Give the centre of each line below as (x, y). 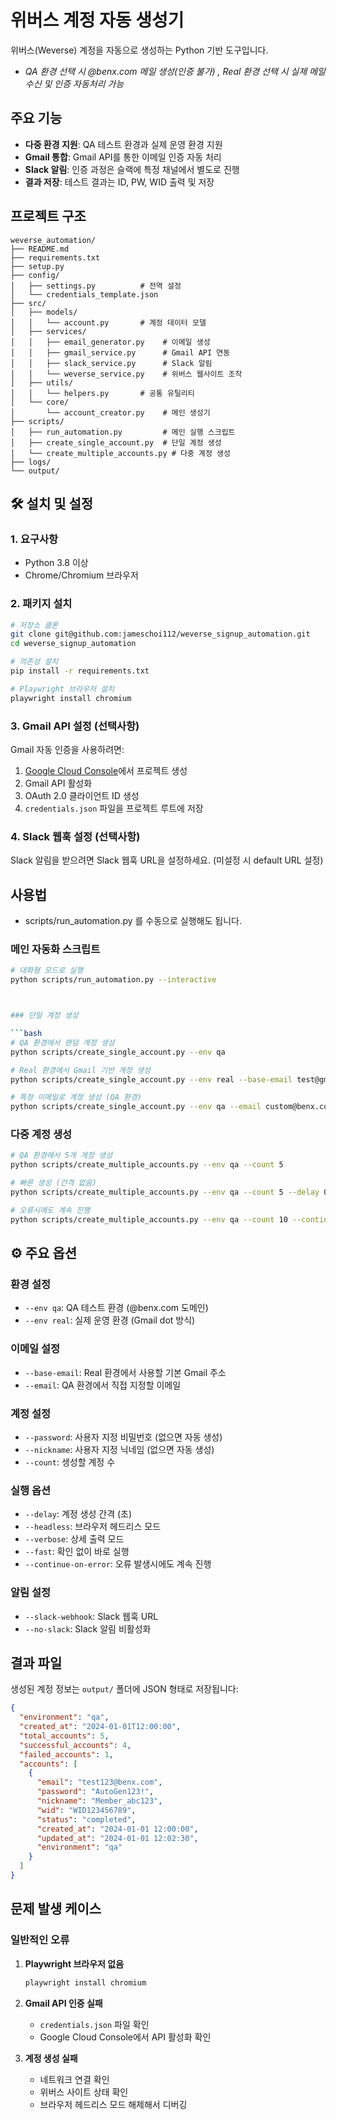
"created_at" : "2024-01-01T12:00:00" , (100, 1727)
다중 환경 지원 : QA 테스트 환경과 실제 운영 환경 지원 (123, 144)
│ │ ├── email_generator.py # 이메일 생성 (110, 342)
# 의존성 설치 (34, 662)
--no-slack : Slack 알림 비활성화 (88, 1628)
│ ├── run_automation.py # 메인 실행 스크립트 (123, 432)
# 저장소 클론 (34, 625)
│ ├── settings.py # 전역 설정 (96, 286)
